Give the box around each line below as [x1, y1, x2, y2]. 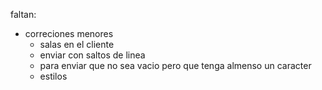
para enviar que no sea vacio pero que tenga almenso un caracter [39, 60, 312, 71]
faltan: [10, 9, 37, 20]
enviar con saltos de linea [39, 49, 146, 61]
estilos [39, 70, 68, 82]
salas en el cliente [39, 39, 115, 50]
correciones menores [24, 28, 114, 39]
